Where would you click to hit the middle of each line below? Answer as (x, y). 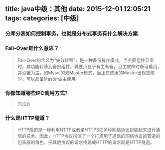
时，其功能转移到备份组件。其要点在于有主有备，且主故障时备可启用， (89, 66)
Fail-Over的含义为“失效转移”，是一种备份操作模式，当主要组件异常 (85, 60)
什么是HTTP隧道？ (27, 118)
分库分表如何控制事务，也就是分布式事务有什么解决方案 (72, 34)
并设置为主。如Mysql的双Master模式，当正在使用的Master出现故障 (86, 73)
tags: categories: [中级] (42, 18)
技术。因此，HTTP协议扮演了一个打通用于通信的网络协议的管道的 (93, 136)
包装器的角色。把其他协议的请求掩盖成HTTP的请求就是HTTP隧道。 (86, 142)
